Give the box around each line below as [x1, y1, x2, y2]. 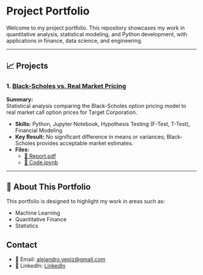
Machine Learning [14, 209, 60, 217]
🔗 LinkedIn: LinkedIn [14, 262, 66, 270]
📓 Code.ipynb [24, 159, 59, 166]
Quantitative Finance [14, 216, 67, 223]
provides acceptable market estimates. [36, 139, 134, 147]
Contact [6, 239, 37, 250]
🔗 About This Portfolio [6, 182, 91, 192]
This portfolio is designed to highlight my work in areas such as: [6, 198, 165, 205]
